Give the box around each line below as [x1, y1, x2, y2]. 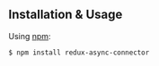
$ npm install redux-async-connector [8, 48, 150, 57]
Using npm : [8, 30, 51, 41]
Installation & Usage [8, 7, 123, 22]
